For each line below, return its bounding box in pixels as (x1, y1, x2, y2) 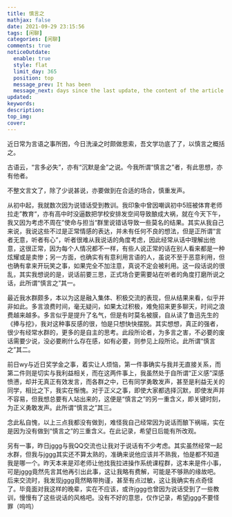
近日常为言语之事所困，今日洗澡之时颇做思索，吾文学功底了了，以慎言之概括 (7, 139, 225, 147)
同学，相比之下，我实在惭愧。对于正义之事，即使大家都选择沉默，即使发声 (7, 386, 219, 394)
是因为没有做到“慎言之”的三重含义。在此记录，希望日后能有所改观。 (7, 426, 200, 435)
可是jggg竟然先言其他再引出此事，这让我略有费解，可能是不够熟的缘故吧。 (7, 467, 220, 475)
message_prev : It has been (13, 81, 91, 88)
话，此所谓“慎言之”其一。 (7, 278, 79, 287)
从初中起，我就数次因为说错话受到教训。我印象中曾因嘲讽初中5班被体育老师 (7, 201, 223, 209)
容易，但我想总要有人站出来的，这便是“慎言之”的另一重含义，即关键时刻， (12, 394, 224, 403)
